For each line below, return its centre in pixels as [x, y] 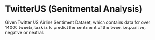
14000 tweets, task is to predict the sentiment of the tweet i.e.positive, [75, 27]
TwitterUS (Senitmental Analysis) [74, 9]
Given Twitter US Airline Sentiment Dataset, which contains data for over [78, 22]
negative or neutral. [25, 32]
